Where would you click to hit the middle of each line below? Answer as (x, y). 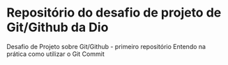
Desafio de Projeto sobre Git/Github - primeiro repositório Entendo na (106, 46)
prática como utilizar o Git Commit (56, 54)
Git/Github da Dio (58, 27)
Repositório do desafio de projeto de (114, 13)
